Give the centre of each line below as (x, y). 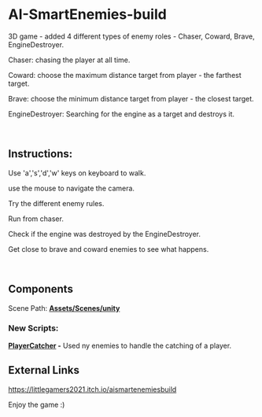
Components (41, 289)
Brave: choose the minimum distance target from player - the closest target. (131, 98)
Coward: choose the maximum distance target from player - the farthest (125, 75)
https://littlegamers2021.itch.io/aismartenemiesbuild (92, 389)
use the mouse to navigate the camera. (72, 188)
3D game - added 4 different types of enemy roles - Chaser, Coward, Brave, (131, 36)
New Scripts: (33, 328)
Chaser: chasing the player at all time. (69, 60)
